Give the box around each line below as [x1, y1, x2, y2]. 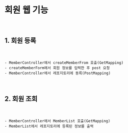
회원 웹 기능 [4, 4, 49, 16]
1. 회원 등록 [4, 36, 36, 45]
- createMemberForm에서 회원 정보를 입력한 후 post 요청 [4, 65, 110, 70]
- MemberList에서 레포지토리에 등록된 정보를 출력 [4, 124, 94, 129]
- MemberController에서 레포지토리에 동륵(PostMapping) [4, 71, 111, 76]
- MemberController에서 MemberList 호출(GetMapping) [4, 118, 111, 123]
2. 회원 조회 [4, 95, 38, 103]
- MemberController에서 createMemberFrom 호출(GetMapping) [4, 60, 124, 65]
